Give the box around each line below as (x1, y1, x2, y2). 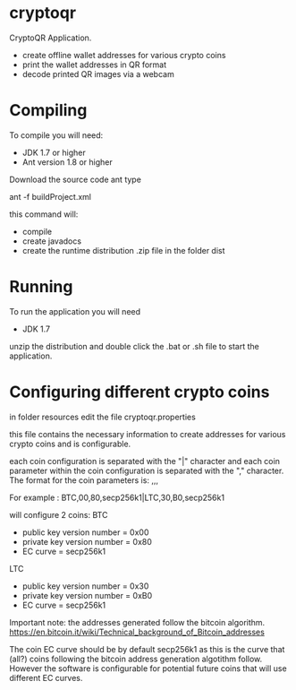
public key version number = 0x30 (21, 581, 149, 591)
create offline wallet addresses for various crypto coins (21, 49, 226, 60)
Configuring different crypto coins (9, 382, 270, 401)
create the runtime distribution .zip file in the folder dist (21, 245, 225, 255)
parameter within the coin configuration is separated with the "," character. (9, 465, 284, 476)
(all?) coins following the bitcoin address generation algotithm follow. (9, 653, 263, 664)
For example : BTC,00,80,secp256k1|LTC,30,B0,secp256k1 (9, 492, 225, 503)
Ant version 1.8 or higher (21, 156, 114, 168)
